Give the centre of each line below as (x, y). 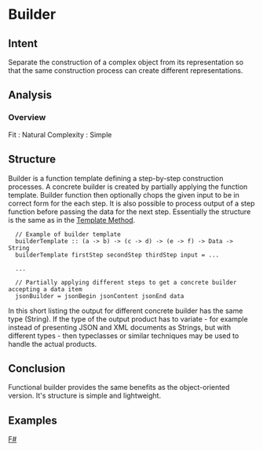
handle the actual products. (53, 344)
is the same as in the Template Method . (72, 220)
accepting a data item (45, 289)
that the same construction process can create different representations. (126, 71)
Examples (33, 420)
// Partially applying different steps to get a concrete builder (126, 282)
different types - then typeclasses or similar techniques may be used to (124, 336)
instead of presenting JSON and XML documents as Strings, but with (120, 327)
